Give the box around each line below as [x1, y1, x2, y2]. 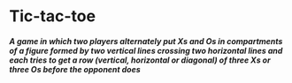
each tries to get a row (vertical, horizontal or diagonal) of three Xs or [9, 55, 272, 65]
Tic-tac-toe [9, 6, 96, 26]
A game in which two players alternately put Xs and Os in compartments [9, 35, 283, 46]
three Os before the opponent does [9, 64, 142, 74]
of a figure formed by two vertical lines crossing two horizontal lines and [9, 45, 283, 56]
